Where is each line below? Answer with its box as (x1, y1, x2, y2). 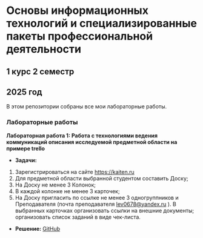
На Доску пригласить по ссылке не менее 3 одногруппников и (15, 194, 179, 201)
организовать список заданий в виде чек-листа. (15, 213, 141, 220)
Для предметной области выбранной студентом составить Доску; (15, 174, 189, 182)
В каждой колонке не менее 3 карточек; (15, 187, 120, 194)
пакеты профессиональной (6, 30, 153, 43)
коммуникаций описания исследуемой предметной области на (6, 138, 178, 145)
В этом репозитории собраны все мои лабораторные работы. (6, 103, 167, 110)
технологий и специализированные (6, 16, 198, 30)
